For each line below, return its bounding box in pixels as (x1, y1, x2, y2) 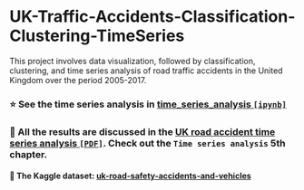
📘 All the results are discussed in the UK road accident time (9, 125, 276, 138)
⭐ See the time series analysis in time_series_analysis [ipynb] (9, 98, 288, 110)
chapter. (9, 147, 48, 160)
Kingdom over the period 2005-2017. (9, 74, 147, 85)
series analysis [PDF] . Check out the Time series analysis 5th (9, 137, 286, 149)
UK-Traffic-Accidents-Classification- (9, 6, 296, 27)
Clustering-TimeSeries (9, 25, 185, 46)
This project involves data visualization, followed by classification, (9, 55, 256, 66)
